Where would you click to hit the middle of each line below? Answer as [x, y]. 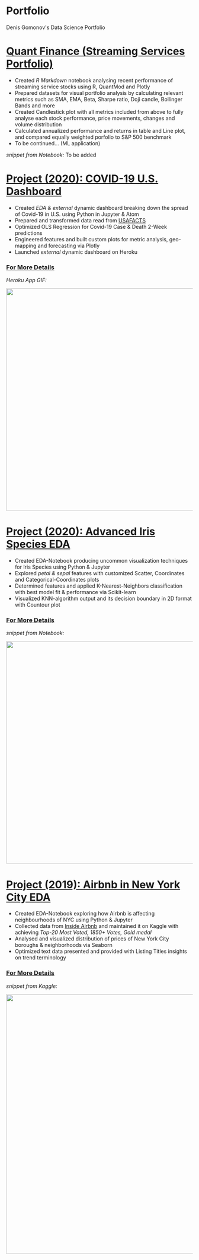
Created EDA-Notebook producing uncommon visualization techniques [101, 561]
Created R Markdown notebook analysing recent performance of [94, 80]
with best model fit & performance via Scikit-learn [75, 592]
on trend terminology [40, 958]
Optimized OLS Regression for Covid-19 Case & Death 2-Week [91, 227]
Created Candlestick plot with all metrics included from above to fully [99, 111]
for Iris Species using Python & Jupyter [62, 567]
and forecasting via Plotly [69, 245]
